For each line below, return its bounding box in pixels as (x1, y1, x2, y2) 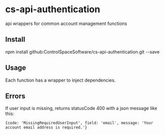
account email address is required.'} (5, 125, 87, 130)
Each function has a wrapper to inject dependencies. (5, 77, 116, 83)
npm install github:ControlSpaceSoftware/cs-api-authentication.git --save (5, 48, 160, 55)
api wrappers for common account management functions (5, 20, 127, 26)
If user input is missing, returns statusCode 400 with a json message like (5, 105, 157, 112)
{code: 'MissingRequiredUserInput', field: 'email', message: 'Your (5, 121, 153, 126)
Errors (5, 92, 25, 100)
